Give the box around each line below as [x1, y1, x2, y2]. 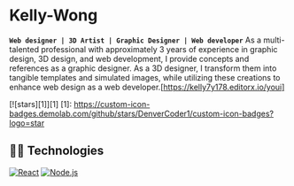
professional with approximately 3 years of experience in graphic [41, 43, 278, 54]
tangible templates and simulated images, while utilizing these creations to [9, 72, 281, 82]
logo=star [9, 117, 45, 128]
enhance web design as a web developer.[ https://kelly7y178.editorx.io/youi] [9, 81, 285, 92]
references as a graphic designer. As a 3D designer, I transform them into [9, 63, 277, 74]
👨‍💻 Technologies [9, 143, 104, 159]
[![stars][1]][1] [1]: [9, 98, 73, 109]
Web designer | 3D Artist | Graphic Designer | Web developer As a [9, 35, 262, 45]
